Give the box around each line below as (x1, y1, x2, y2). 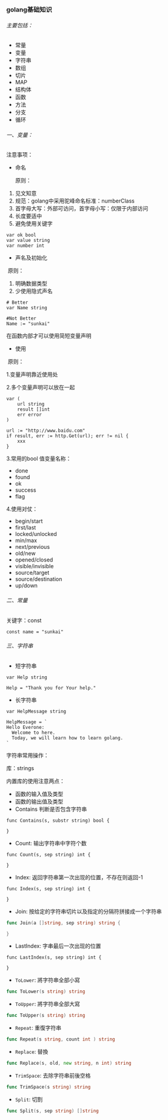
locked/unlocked (15, 531, 58, 538)
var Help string (6, 674, 47, 680)
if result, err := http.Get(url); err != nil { (6, 433, 129, 439)
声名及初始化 (15, 254, 47, 261)
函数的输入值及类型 (15, 790, 64, 797)
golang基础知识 (6, 5, 53, 13)
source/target (15, 569, 50, 577)
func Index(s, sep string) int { (6, 885, 91, 892)
